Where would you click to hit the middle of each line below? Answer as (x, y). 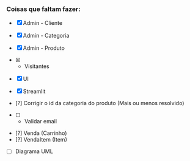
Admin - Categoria (46, 36)
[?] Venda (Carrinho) (41, 133)
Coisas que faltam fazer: (43, 9)
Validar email (40, 122)
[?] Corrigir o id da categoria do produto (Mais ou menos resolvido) (100, 103)
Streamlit (34, 91)
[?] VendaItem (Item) (41, 140)
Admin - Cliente (43, 23)
